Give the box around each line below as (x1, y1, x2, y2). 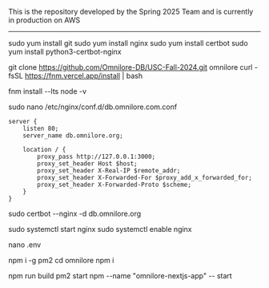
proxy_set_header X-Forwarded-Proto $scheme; (37, 181, 192, 189)
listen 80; (22, 124, 59, 132)
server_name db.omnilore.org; (22, 132, 124, 140)
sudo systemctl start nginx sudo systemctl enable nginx (8, 225, 192, 233)
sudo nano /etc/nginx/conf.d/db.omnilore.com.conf (8, 102, 178, 112)
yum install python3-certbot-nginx (8, 47, 122, 56)
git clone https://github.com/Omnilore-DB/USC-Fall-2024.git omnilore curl (8, 63, 253, 71)
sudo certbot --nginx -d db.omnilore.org (8, 209, 142, 218)
